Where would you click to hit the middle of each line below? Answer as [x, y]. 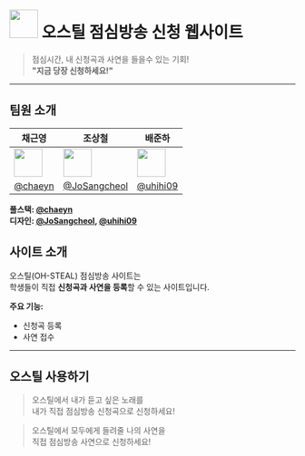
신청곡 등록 [42, 325]
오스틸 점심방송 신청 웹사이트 [142, 33]
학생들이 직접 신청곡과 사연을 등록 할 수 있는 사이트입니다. [110, 286]
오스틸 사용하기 [49, 376]
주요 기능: [26, 306]
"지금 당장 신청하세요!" [72, 70]
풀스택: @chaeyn [41, 209]
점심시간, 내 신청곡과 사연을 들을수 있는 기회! [110, 59]
